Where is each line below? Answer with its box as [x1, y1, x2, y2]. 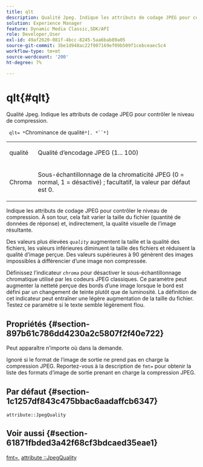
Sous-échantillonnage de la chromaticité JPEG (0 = [37, 171, 184, 179]
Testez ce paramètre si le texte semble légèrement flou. [6, 301, 145, 309]
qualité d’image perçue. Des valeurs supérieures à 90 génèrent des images [6, 251, 193, 258]
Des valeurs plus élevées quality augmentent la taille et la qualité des [6, 238, 180, 246]
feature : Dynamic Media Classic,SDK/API [6, 25, 110, 32]
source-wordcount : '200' [6, 54, 69, 60]
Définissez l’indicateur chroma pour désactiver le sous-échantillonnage [6, 269, 181, 276]
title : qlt [6, 8, 34, 15]
